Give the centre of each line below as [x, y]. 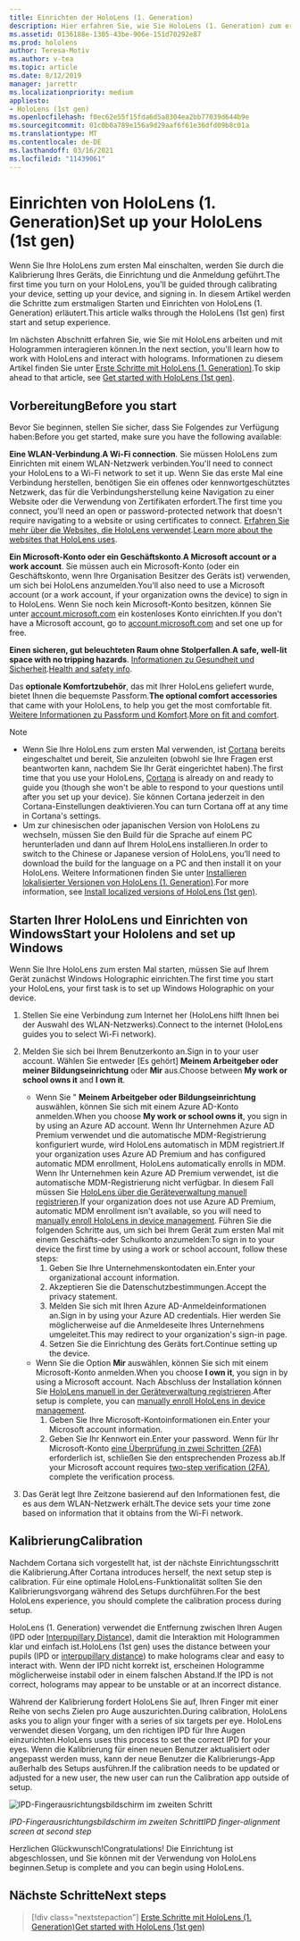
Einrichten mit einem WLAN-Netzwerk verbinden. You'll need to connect [141, 464]
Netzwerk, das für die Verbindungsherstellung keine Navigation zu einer [142, 492]
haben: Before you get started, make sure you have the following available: [146, 437]
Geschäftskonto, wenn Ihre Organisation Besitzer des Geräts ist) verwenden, [150, 576]
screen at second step [50, 1831]
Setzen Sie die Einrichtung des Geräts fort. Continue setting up [163, 1344]
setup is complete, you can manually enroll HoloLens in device [150, 1401]
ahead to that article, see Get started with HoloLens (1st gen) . [122, 378]
